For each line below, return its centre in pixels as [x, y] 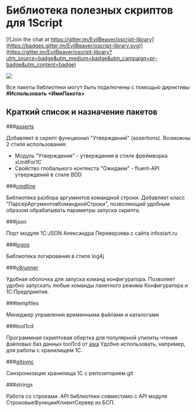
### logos [18, 244]
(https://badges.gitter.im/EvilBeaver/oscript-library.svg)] [75, 46]
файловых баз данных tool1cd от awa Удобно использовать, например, [96, 344]
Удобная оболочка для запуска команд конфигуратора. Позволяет [91, 279]
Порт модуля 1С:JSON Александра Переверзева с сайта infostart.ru [92, 233]
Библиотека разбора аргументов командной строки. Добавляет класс [96, 197]
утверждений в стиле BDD [48, 174]
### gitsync [20, 362]
